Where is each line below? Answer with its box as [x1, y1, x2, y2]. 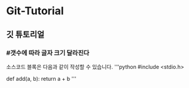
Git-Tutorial [6, 4, 64, 18]
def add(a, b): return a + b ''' [6, 75, 77, 82]
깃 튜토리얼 [6, 29, 45, 39]
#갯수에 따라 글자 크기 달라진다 [6, 49, 90, 57]
